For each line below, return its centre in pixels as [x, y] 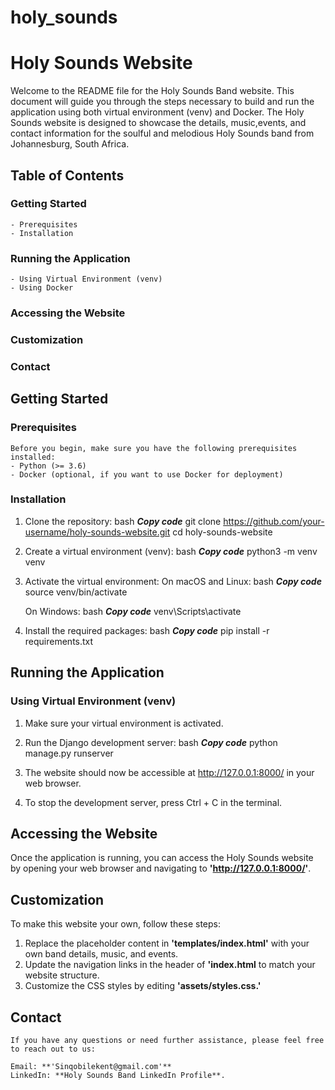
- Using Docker [42, 288]
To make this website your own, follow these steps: [116, 924]
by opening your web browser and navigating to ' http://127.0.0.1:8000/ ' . [161, 868]
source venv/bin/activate [76, 592]
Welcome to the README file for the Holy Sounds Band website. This [152, 91]
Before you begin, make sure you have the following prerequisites [154, 448]
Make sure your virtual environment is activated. [124, 723]
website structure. [62, 975]
